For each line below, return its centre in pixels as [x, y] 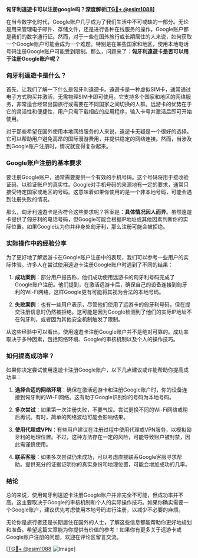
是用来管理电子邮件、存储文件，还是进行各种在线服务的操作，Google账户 [95, 29]
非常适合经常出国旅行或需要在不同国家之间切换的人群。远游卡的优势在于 [104, 104]
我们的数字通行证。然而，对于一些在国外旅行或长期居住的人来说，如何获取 [101, 37]
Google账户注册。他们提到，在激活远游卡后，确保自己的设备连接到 [96, 284]
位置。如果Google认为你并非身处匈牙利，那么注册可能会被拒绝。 [90, 226]
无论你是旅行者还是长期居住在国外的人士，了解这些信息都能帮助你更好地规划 [99, 523]
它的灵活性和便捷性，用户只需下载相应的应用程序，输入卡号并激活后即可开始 [99, 112]
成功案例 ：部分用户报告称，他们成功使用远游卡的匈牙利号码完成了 [95, 277]
